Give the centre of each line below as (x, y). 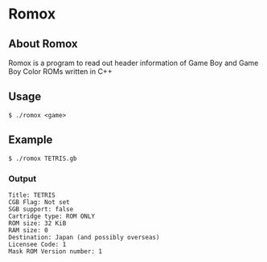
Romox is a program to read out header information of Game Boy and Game (133, 63)
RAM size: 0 (28, 230)
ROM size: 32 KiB (37, 223)
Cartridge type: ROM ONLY (51, 216)
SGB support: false (41, 209)
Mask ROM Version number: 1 (55, 251)
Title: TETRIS (32, 195)
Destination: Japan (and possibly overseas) (84, 237)
